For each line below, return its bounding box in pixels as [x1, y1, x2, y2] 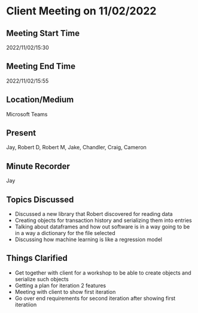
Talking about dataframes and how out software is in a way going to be [14, 223, 190, 230]
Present [6, 128, 36, 139]
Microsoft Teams [6, 110, 48, 118]
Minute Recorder [6, 161, 70, 171]
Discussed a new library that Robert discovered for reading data [14, 210, 173, 218]
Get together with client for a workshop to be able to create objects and [14, 269, 191, 276]
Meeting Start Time [6, 28, 80, 38]
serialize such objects [14, 275, 69, 282]
